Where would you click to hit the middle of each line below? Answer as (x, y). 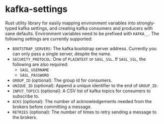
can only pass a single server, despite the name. (62, 54)
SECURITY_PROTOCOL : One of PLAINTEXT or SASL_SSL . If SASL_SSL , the (79, 59)
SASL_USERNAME (34, 70)
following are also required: (40, 64)
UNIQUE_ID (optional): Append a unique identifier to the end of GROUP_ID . (85, 85)
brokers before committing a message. (52, 107)
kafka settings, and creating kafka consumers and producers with (85, 28)
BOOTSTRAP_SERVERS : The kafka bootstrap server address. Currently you (84, 48)
